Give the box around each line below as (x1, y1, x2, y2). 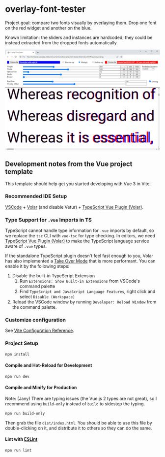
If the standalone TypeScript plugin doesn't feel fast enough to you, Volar (5, 253, 154, 259)
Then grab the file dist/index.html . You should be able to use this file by (5, 420, 152, 425)
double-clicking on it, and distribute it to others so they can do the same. (5, 425, 152, 431)
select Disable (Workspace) (19, 294, 75, 300)
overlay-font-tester (5, 3, 86, 15)
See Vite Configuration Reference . (5, 327, 75, 333)
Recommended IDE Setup (5, 193, 67, 200)
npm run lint (5, 448, 32, 453)
